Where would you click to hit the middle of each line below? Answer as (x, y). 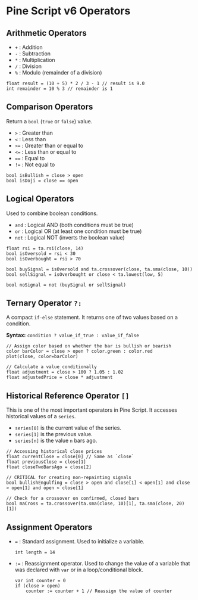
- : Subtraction (33, 54)
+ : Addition (29, 47)
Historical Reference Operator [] (68, 395)
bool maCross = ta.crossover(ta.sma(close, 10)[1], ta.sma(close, (90, 504)
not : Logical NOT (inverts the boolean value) (70, 237)
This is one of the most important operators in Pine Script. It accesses (92, 410)
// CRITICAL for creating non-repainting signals (69, 478)
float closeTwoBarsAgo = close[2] (49, 467)
